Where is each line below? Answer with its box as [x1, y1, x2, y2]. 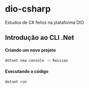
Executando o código [5, 69, 49, 74]
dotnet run [5, 79, 27, 84]
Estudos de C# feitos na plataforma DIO [5, 19, 84, 25]
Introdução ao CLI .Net [5, 34, 74, 42]
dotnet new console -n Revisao [5, 58, 68, 63]
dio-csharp [5, 3, 51, 15]
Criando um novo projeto [5, 47, 56, 53]
